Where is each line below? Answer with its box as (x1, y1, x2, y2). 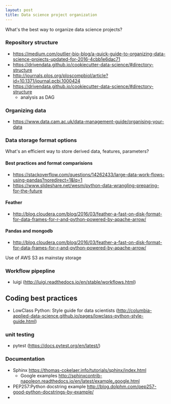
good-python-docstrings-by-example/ (12, 389, 94, 395)
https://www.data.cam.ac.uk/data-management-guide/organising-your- (12, 119, 164, 125)
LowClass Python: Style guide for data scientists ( (12, 307, 118, 313)
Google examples (20, 372, 58, 378)
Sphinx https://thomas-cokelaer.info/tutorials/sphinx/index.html (12, 367, 147, 373)
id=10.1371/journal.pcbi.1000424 (12, 78, 81, 84)
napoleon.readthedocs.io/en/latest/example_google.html (20, 378, 140, 384)
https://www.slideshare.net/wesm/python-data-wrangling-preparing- (12, 182, 160, 188)
